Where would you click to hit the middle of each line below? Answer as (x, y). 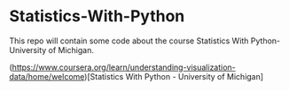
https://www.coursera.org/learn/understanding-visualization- (124, 67)
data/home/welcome (47, 76)
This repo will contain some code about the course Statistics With (129, 41)
